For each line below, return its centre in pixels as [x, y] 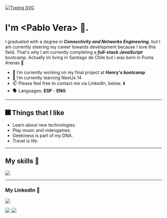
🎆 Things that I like [35, 113]
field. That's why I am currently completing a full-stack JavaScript [74, 52]
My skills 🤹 [22, 161]
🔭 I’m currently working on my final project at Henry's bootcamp [79, 72]
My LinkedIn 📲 [23, 190]
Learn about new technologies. [44, 125]
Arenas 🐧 [14, 63]
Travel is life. [25, 141]
